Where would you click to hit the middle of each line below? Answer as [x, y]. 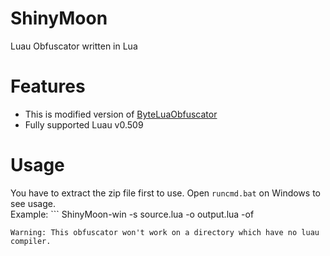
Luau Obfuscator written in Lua [74, 46]
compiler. [31, 241]
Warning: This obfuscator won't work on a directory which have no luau [165, 232]
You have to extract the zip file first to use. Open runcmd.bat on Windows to [165, 193]
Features [48, 86]
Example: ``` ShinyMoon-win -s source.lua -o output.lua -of [132, 214]
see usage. [33, 203]
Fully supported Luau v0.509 [84, 124]
